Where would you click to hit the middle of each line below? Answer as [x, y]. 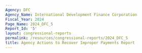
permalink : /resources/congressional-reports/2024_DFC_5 [67, 38]
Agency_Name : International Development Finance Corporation [71, 15]
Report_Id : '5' [21, 29]
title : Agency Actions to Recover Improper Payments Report [70, 43]
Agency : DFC [18, 10]
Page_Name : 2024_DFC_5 [29, 24]
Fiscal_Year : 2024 [25, 19]
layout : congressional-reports [38, 33]
